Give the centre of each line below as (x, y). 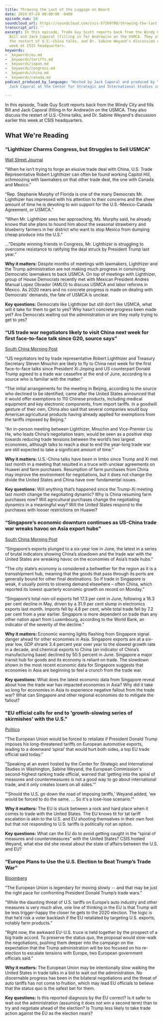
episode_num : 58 (21, 18)
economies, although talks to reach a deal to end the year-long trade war (78, 445)
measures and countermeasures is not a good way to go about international (81, 780)
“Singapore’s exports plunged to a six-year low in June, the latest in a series (81, 548)
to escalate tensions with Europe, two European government (82, 953)
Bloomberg (16, 878)
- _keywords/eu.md (24, 55)
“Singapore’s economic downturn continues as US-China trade (81, 523)
